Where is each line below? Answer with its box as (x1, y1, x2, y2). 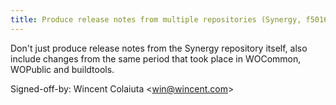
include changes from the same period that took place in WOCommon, (10, 52, 302, 65)
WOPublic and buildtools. (10, 63, 115, 75)
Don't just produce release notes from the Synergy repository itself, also (10, 42, 308, 54)
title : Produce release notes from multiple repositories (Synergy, (10, 14, 302, 25)
